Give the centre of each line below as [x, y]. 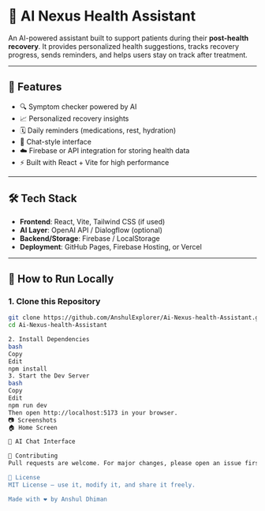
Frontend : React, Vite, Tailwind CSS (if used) [92, 221]
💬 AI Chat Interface [42, 441]
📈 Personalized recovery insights [74, 118]
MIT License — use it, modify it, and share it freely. [102, 485]
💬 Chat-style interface [56, 141]
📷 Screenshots [33, 420]
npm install [28, 369]
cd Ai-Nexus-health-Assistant [58, 325]
